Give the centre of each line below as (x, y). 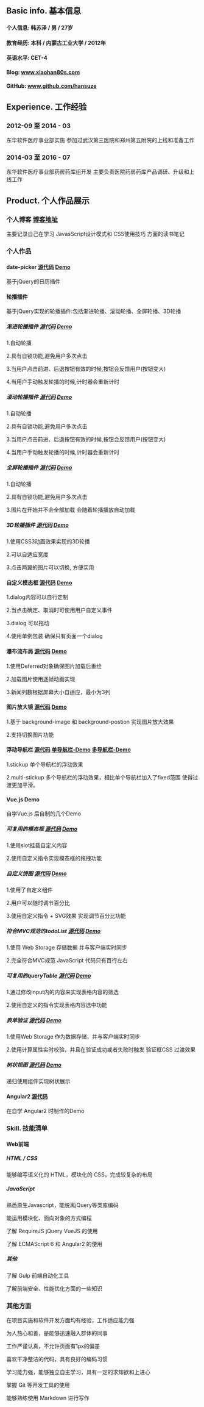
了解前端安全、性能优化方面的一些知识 (54, 1288)
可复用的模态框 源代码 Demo (42, 829)
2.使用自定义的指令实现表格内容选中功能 (57, 1005)
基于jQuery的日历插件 (33, 282)
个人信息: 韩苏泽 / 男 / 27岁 (40, 27)
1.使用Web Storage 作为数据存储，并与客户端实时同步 (73, 1037)
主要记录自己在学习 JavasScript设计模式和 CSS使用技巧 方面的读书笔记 (95, 234)
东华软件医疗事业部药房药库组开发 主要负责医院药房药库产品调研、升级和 (98, 172)
